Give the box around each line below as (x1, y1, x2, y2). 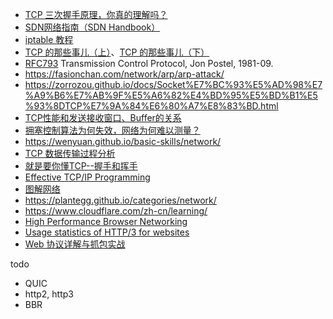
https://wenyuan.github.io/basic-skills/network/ (24, 136, 222, 147)
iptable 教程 (24, 34, 74, 45)
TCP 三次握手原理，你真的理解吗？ (24, 9, 168, 20)
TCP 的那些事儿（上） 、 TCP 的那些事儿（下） (24, 46, 210, 58)
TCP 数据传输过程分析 (24, 148, 116, 159)
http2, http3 (24, 288, 74, 300)
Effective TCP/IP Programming (24, 171, 151, 183)
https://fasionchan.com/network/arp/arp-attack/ (24, 68, 225, 80)
